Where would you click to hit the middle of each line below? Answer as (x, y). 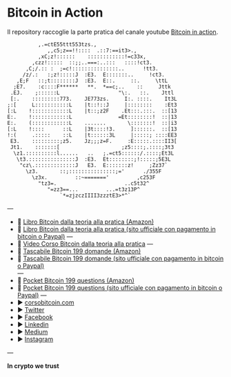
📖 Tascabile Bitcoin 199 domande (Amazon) (79, 251)
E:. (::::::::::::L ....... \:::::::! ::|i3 (92, 123)
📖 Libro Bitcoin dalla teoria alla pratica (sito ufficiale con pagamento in (116, 229)
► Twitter (31, 309)
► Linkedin (33, 324)
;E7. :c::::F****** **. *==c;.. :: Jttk (92, 87)
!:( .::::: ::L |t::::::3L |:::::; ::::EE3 (92, 135)
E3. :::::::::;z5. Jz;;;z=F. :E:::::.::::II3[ (93, 141)
